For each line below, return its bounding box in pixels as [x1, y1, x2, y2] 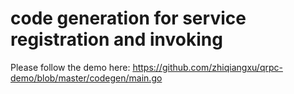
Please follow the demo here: [10, 61, 131, 73]
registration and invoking [10, 28, 223, 51]
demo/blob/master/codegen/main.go [10, 72, 163, 84]
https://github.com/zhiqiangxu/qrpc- [132, 61, 283, 73]
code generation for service [10, 7, 247, 30]
